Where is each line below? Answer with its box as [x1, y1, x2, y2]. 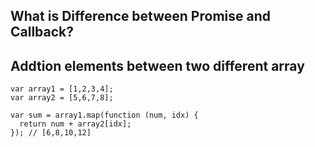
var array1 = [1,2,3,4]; [10, 84, 114, 94]
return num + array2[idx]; [19, 119, 132, 129]
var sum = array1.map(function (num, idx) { [10, 110, 199, 121]
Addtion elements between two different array [10, 57, 305, 74]
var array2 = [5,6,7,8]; [10, 93, 114, 103]
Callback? [10, 24, 75, 41]
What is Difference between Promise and [10, 8, 271, 25]
